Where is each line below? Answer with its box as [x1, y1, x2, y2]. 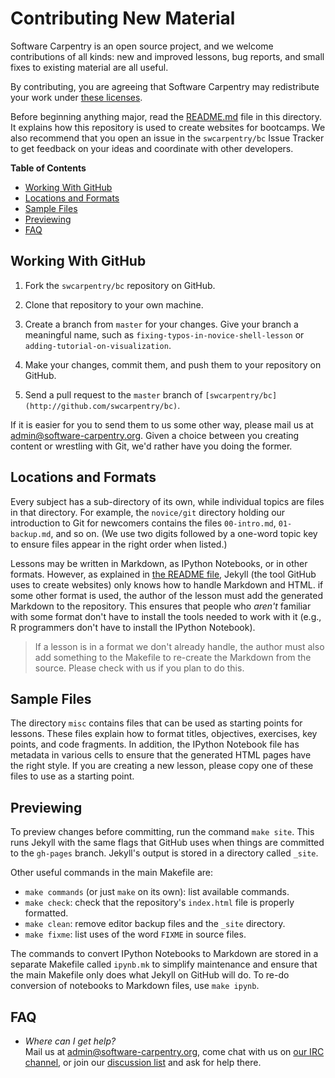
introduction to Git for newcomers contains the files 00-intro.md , [10, 517, 277, 529]
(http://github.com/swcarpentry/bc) [24, 401, 178, 411]
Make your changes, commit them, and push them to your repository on [24, 358, 322, 371]
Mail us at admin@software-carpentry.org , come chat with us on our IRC [24, 1046, 325, 1057]
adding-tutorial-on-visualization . [24, 339, 172, 351]
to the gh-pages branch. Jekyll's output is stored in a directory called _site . [10, 847, 319, 859]
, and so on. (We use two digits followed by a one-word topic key [50, 527, 318, 539]
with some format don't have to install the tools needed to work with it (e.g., [10, 610, 322, 622]
